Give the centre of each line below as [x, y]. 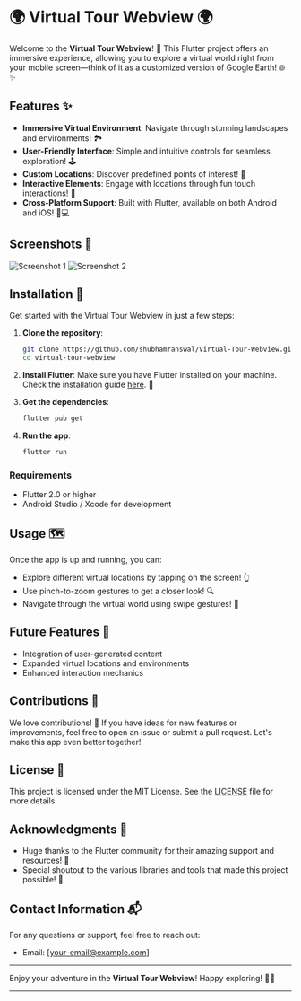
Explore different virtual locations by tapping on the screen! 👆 [136, 577]
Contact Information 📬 [76, 909]
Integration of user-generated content [92, 654]
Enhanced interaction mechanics [83, 672]
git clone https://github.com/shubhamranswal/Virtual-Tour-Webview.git [159, 350]
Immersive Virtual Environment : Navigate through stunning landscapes [155, 127]
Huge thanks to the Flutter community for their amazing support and [148, 851]
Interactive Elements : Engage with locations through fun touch [139, 183]
